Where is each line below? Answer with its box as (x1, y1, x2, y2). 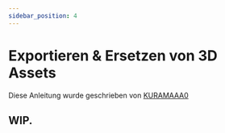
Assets (8, 64, 56, 81)
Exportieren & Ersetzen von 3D (8, 46, 218, 64)
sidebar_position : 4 (8, 11, 78, 20)
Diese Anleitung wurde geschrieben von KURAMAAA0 (8, 90, 189, 100)
